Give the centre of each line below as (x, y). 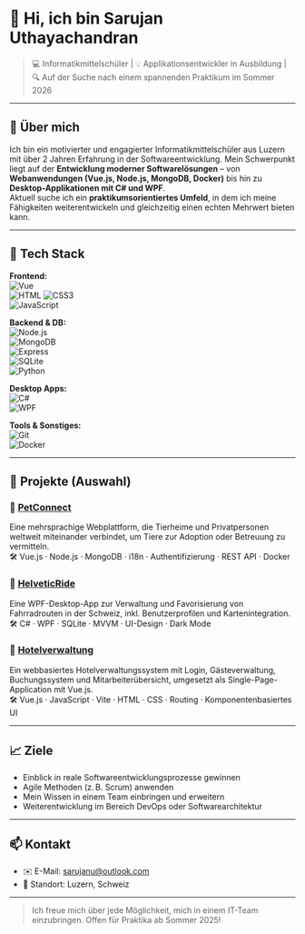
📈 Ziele (31, 751)
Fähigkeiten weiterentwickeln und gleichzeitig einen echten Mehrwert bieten (152, 207)
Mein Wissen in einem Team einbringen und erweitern (123, 796)
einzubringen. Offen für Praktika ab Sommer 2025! (126, 920)
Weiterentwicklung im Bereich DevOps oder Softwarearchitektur (143, 806)
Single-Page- (253, 680)
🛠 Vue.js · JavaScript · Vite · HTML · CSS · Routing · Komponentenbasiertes (151, 700)
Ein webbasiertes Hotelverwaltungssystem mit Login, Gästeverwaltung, (143, 670)
